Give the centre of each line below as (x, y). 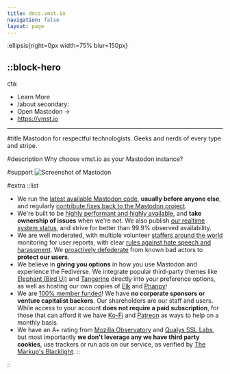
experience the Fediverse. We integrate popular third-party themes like (117, 272)
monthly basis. (38, 323)
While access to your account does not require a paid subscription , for (118, 308)
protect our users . (43, 257)
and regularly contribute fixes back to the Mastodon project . (102, 206)
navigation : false (33, 20)
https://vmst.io (38, 119)
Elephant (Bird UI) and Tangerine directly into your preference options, (116, 279)
